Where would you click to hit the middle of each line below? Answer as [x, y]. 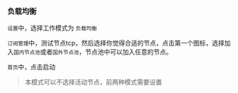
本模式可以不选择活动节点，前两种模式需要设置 [93, 82]
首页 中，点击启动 [31, 67]
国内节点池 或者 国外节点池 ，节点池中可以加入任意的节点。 [93, 52]
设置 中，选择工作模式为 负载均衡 [52, 28]
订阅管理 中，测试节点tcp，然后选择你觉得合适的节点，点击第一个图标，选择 [116, 43]
